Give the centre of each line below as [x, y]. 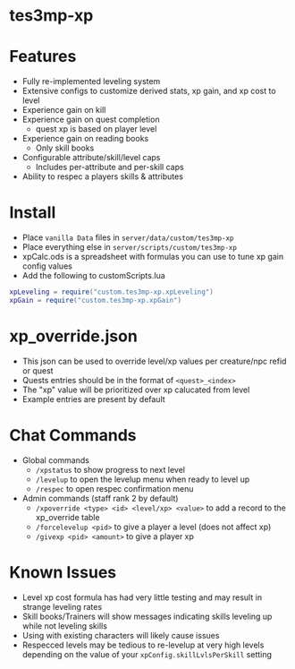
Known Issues [63, 572]
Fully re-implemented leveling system [91, 81]
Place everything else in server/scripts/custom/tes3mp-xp [129, 247]
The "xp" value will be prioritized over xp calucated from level [136, 390]
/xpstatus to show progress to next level [110, 469]
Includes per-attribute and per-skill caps [110, 167]
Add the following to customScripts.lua [93, 276]
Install [33, 213]
